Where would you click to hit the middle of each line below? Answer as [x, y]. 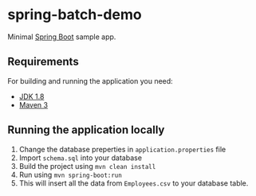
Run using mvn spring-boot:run [71, 174]
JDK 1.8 [32, 96]
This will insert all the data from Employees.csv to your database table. [134, 183]
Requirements [43, 62]
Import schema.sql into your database [81, 158]
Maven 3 [33, 104]
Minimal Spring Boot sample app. [62, 37]
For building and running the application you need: [90, 80]
